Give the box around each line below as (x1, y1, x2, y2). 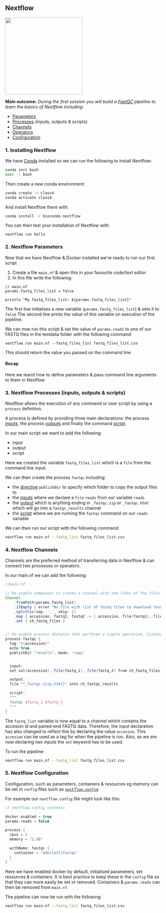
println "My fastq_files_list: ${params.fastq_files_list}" (5, 297, 132, 302)
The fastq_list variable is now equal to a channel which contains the (5, 718, 147, 724)
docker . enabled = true (5, 814, 52, 819)
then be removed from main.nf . (5, 884, 69, 890)
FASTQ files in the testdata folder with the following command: (5, 331, 132, 337)
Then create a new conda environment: (5, 181, 85, 187)
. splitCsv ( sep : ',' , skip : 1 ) (14, 609, 77, 614)
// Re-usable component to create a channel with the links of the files (5, 591, 161, 596)
